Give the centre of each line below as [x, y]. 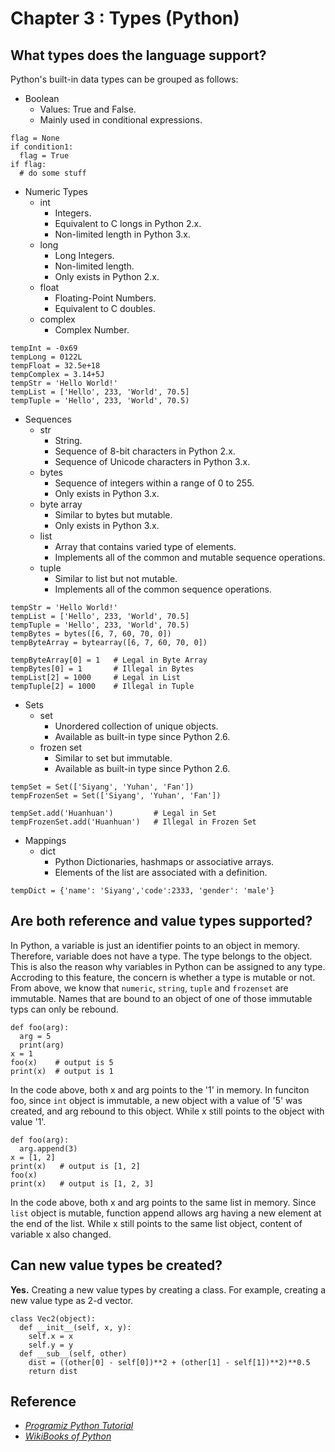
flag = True [44, 156]
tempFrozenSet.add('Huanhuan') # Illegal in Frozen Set [133, 822]
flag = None [35, 138]
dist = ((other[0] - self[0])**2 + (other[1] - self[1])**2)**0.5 [169, 1362]
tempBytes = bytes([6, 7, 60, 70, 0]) [91, 634]
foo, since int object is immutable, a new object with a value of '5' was [156, 1100]
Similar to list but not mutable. [116, 578]
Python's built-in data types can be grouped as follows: [124, 79]
